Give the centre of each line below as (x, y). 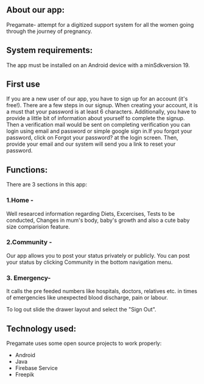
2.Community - (29, 242)
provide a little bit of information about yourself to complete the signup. (96, 118)
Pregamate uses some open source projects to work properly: (84, 343)
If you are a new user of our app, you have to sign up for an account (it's (97, 99)
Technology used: (41, 329)
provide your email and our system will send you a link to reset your (91, 144)
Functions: (27, 170)
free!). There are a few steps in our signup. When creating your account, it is (102, 105)
